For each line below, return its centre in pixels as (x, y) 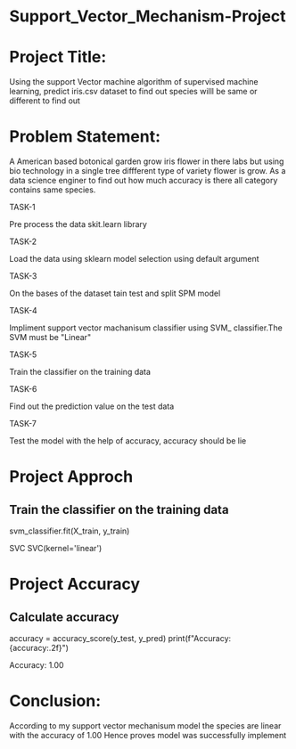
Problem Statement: (85, 137)
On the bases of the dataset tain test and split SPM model (115, 293)
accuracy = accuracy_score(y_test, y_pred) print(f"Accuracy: (120, 639)
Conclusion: (55, 701)
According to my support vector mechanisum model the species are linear (145, 726)
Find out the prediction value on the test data (92, 406)
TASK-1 (22, 208)
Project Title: (58, 57)
